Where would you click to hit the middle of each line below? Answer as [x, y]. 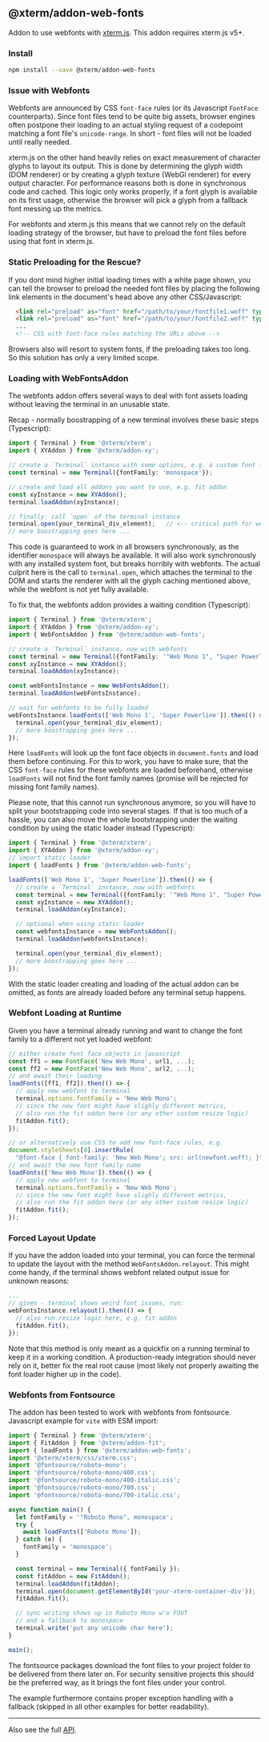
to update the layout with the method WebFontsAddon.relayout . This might [129, 1264]
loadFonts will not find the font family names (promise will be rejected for [128, 778]
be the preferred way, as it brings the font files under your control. [117, 1682]
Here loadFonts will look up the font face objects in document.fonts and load [133, 753]
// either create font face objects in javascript [94, 1054]
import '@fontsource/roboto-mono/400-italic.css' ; [94, 1480]
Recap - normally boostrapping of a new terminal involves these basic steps [134, 420]
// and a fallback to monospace [70, 1621]
